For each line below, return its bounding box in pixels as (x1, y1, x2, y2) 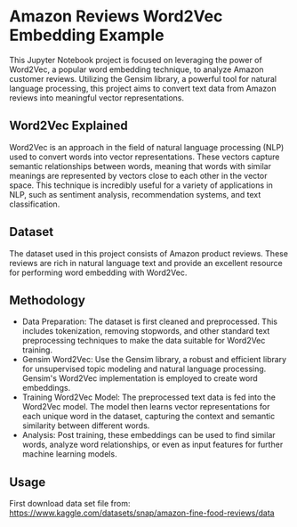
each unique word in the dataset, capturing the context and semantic (21, 411, 276, 422)
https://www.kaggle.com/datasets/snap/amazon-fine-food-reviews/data (9, 507, 275, 518)
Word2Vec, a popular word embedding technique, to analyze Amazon (9, 64, 264, 75)
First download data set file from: (9, 499, 131, 509)
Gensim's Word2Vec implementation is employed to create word (21, 373, 258, 384)
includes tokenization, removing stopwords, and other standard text (21, 326, 270, 336)
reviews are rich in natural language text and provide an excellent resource (9, 257, 283, 268)
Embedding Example (9, 25, 165, 45)
